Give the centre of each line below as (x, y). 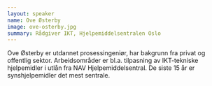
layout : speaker (31, 14)
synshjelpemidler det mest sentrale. (59, 76)
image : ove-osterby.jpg (42, 27)
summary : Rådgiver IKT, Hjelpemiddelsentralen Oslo (84, 33)
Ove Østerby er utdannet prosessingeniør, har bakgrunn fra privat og (106, 53)
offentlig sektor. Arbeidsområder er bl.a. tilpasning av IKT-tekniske (103, 61)
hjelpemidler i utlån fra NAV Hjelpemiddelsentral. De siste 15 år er (101, 68)
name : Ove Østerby (34, 20)
